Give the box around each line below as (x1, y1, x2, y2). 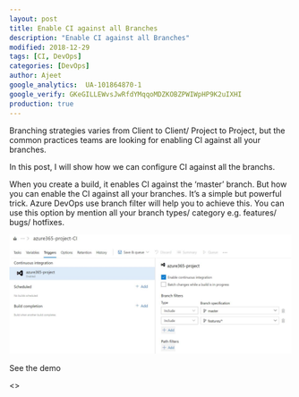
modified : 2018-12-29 (9, 43, 90, 52)
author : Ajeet (9, 72, 63, 80)
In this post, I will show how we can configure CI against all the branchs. (9, 161, 276, 172)
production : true (9, 99, 74, 108)
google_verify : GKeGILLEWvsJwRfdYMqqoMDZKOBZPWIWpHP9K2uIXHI (9, 89, 243, 98)
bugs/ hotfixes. (9, 216, 65, 227)
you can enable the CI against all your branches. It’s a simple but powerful (9, 188, 282, 198)
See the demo (9, 363, 61, 374)
